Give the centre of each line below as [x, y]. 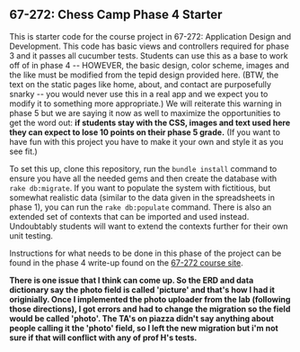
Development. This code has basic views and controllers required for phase [149, 46]
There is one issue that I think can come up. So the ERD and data [132, 280]
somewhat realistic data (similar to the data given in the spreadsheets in [142, 197]
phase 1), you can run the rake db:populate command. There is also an [141, 207]
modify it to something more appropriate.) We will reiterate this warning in [146, 104]
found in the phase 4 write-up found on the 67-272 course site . [127, 262]
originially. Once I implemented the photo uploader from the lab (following [150, 299]
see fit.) [23, 151]
